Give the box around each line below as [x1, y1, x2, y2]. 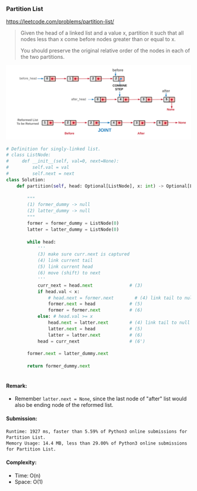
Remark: [6, 382, 28, 389]
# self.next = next [6, 171, 75, 177]
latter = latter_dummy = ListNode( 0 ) [27, 226, 119, 233]
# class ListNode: [6, 152, 51, 158]
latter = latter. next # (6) [47, 332, 143, 338]
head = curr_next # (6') [37, 338, 145, 344]
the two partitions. [20, 54, 65, 61]
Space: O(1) [14, 478, 43, 485]
